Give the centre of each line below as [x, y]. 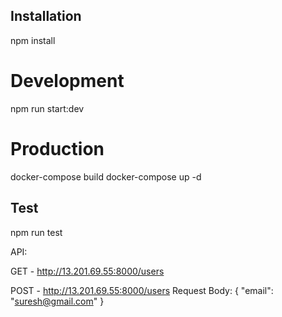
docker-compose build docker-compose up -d [106, 176]
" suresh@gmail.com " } [57, 301]
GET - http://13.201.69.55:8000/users [87, 271]
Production [57, 148]
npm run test [36, 232]
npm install [33, 40]
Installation [46, 16]
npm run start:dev [47, 108]
